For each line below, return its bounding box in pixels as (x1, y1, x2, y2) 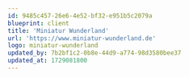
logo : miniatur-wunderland (7, 42, 99, 50)
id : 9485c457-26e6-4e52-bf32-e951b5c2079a (7, 11, 153, 20)
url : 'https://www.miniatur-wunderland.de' (7, 34, 157, 43)
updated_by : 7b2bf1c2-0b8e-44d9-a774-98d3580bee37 (7, 49, 182, 57)
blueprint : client (7, 19, 69, 27)
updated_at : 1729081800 (7, 57, 88, 65)
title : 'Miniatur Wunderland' (7, 26, 110, 34)
